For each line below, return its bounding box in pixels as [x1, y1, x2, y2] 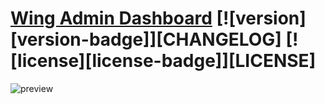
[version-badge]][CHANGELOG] [10, 28, 282, 51]
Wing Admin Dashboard [10, 7, 213, 30]
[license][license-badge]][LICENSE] [10, 50, 317, 72]
